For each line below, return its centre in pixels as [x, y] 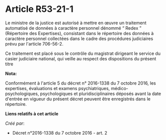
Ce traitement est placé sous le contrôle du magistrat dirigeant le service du [83, 53]
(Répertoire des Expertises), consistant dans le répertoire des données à [80, 33]
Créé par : [15, 123]
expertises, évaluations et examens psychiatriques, [58, 88]
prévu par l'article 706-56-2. [34, 44]
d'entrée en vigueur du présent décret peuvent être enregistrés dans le [78, 99]
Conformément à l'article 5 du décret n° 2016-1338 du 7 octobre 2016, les [81, 83]
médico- [120, 88]
